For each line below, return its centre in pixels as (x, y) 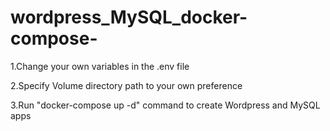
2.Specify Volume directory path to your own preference (126, 85)
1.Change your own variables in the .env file (100, 66)
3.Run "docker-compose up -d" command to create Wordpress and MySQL (165, 105)
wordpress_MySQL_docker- (129, 17)
